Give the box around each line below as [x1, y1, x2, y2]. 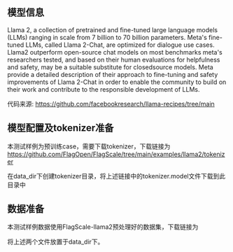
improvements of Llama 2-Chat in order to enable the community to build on [7, 78, 227, 86]
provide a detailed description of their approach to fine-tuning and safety [7, 70, 218, 78]
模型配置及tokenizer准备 [7, 122, 114, 134]
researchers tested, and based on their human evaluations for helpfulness [7, 55, 220, 64]
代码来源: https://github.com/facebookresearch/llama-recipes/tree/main [7, 99, 215, 108]
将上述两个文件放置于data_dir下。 [7, 237, 104, 246]
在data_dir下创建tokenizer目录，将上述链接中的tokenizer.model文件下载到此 [7, 171, 226, 180]
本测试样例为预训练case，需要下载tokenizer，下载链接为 [7, 142, 171, 150]
